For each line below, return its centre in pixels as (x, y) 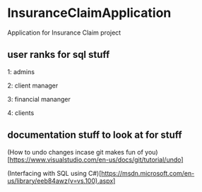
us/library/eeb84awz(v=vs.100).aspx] (61, 181)
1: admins (21, 71)
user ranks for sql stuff (59, 55)
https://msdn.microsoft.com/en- (148, 173)
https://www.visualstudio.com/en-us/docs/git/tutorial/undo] (96, 160)
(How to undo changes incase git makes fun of (75, 152)
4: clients (21, 113)
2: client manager (33, 85)
